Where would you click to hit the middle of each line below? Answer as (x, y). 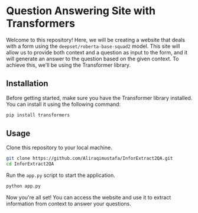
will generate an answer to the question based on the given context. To (92, 59)
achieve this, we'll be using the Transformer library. (69, 65)
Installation (27, 84)
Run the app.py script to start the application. (61, 175)
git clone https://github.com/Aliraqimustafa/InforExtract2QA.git (90, 159)
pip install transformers (38, 115)
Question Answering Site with (81, 11)
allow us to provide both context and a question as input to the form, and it (97, 52)
